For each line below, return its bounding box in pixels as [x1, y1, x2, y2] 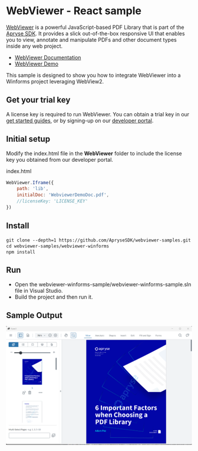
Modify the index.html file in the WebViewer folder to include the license [6, 149, 183, 157]
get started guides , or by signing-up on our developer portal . [6, 117, 154, 124]
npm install [6, 249, 35, 255]
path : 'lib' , [16, 186, 49, 192]
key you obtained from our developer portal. [6, 156, 114, 163]
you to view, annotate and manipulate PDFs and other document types [6, 36, 177, 43]
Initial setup [6, 134, 51, 144]
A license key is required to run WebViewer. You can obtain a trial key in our [6, 110, 190, 117]
